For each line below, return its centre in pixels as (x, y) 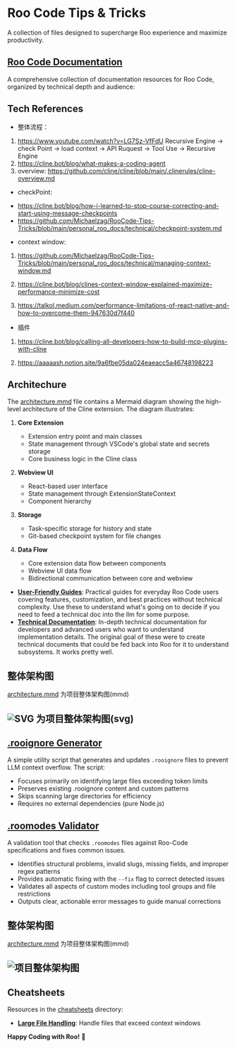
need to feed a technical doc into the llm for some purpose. (104, 614)
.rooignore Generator (55, 743)
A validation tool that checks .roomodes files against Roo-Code (98, 843)
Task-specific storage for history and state (90, 529)
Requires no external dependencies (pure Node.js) (91, 804)
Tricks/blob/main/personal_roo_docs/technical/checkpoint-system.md (120, 228)
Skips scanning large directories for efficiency (84, 796)
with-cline (32, 349)
